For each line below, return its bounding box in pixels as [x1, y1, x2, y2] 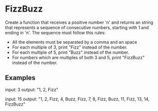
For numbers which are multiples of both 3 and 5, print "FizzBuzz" [12, 54, 145, 60]
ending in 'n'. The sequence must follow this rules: [5, 30, 106, 35]
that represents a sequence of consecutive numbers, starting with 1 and [5, 24, 149, 30]
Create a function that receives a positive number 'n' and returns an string [5, 19, 154, 25]
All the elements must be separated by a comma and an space [12, 39, 138, 45]
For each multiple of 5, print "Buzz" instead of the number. [12, 49, 129, 55]
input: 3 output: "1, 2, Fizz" [5, 86, 58, 93]
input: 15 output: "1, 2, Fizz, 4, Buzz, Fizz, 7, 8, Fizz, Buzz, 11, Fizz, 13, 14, [5, 96, 150, 102]
